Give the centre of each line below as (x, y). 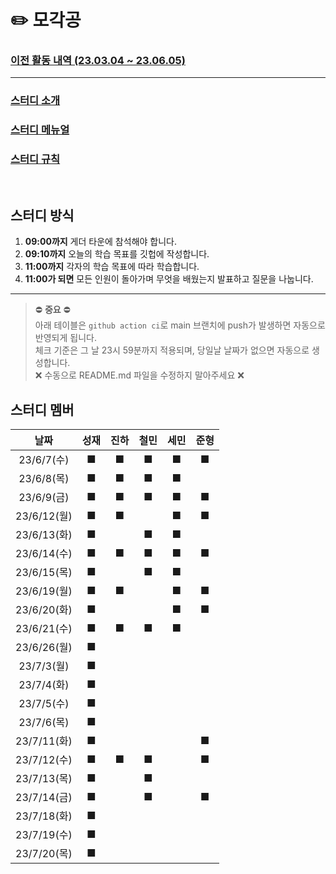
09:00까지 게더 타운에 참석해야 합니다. (100, 242)
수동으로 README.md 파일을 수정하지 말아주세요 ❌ (144, 375)
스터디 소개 (35, 101)
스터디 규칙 (35, 159)
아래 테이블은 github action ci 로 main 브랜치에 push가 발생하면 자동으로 (180, 325)
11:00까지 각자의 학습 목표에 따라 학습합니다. (112, 267)
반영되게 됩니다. (65, 338)
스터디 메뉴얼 (40, 130)
